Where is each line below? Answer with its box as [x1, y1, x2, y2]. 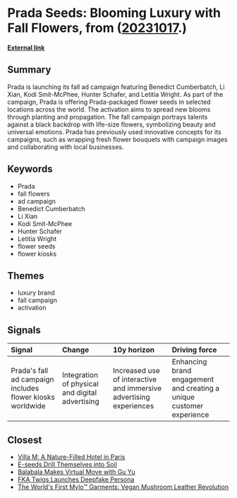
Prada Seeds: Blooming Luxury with [7, 5, 221, 21]
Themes [7, 270, 44, 282]
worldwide [11, 401, 46, 411]
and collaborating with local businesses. [7, 143, 124, 151]
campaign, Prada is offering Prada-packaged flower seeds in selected [7, 97, 211, 106]
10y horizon [112, 345, 155, 355]
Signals [7, 324, 41, 336]
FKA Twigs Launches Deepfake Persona [17, 475, 135, 483]
